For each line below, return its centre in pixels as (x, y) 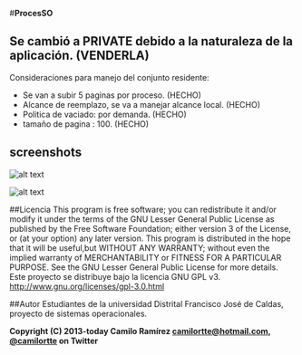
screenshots (46, 153)
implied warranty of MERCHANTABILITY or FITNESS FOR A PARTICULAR (146, 257)
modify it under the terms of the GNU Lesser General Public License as (142, 219)
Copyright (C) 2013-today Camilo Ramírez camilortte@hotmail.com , (140, 331)
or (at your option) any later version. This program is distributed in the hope (150, 238)
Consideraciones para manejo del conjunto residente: (110, 77)
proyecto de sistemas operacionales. (78, 313)
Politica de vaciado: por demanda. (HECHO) (105, 114)
